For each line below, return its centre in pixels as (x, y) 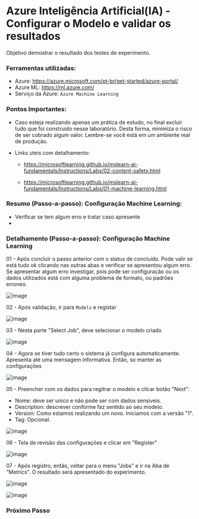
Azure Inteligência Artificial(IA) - (88, 11)
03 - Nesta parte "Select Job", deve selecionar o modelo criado (84, 330)
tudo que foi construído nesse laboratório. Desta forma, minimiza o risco (103, 129)
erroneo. (17, 284)
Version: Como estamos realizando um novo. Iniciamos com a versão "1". (104, 413)
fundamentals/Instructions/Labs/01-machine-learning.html (95, 188)
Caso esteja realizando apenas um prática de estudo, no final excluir (99, 122)
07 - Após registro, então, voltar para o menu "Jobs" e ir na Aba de (88, 466)
